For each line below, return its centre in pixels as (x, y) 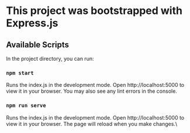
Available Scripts (37, 45)
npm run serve (26, 106)
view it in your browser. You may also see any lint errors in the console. (91, 91)
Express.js (32, 23)
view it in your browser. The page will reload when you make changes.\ (91, 124)
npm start (20, 73)
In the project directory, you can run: (50, 59)
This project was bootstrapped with (94, 11)
